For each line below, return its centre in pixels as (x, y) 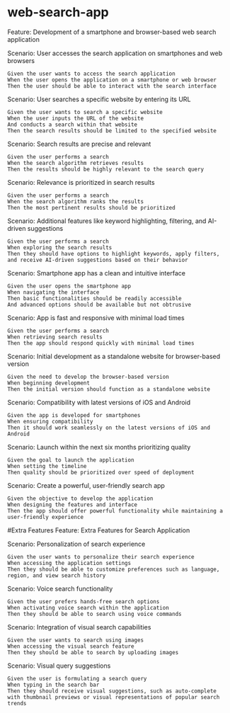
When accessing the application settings (69, 563)
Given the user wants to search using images (75, 640)
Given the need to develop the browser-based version (88, 377)
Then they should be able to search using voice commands (94, 614)
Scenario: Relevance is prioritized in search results (81, 182)
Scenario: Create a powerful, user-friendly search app (86, 485)
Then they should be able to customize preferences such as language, (114, 569)
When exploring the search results (60, 247)
